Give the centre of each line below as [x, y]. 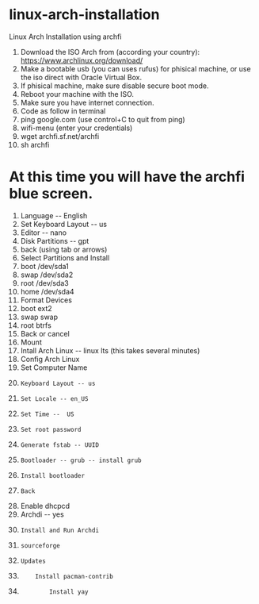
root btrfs [36, 325]
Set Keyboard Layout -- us [64, 224]
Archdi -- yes [42, 514]
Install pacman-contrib [74, 576]
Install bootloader [53, 475]
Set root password [51, 429]
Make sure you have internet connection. [87, 102]
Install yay [69, 592]
